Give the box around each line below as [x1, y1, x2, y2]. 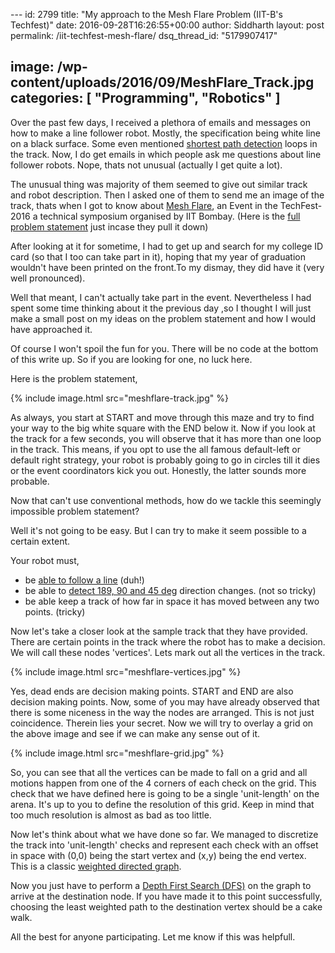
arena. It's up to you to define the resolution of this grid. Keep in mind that [10, 798, 315, 810]
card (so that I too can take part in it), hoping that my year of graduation [10, 250, 306, 263]
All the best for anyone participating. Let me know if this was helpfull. [10, 930, 296, 943]
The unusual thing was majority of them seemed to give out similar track [10, 178, 308, 190]
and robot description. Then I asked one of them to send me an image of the [10, 189, 325, 201]
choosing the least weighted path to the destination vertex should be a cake [10, 900, 323, 913]
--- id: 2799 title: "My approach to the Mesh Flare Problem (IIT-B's [10, 9, 283, 20]
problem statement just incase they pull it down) [10, 220, 209, 233]
